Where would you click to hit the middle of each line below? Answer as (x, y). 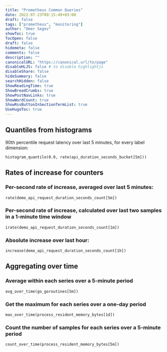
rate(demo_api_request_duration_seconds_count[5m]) (61, 198)
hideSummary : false (26, 76)
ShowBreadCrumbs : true (29, 90)
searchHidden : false (27, 81)
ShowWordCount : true (27, 100)
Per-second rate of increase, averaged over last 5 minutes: (79, 187)
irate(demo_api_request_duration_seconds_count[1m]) (62, 227)
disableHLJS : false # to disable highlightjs (54, 67)
